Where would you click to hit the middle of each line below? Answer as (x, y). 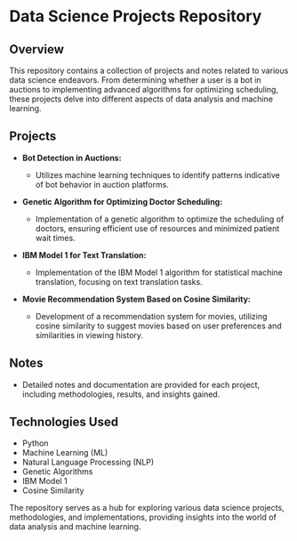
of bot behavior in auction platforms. (102, 184)
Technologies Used (64, 422)
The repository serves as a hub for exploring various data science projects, (147, 508)
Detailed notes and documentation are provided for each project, (141, 384)
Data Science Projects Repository (136, 16)
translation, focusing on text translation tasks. (119, 281)
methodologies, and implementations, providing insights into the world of (143, 517)
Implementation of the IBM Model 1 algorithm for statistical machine (159, 272)
